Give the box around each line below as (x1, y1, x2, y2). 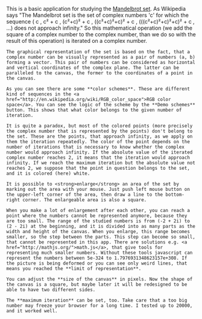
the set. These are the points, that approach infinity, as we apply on (6, 134, 193, 140)
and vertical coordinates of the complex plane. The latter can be (6, 65, 180, 71)
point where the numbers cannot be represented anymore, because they (6, 213, 188, 219)
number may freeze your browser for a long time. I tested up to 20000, (6, 303, 193, 309)
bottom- (165, 192, 185, 198)
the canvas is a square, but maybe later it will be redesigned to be (6, 282, 188, 288)
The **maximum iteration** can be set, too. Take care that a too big (6, 297, 188, 303)
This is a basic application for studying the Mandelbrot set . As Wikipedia (6, 5, 186, 12)
